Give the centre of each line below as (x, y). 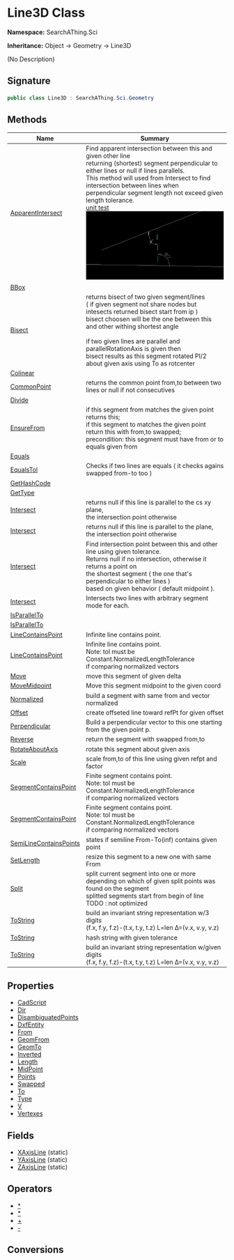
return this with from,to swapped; (133, 431)
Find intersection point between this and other (152, 544)
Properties (31, 986)
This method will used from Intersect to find (148, 178)
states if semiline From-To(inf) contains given (151, 839)
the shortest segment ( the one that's (139, 573)
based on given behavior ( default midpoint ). (150, 588)
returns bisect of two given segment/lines (146, 297)
